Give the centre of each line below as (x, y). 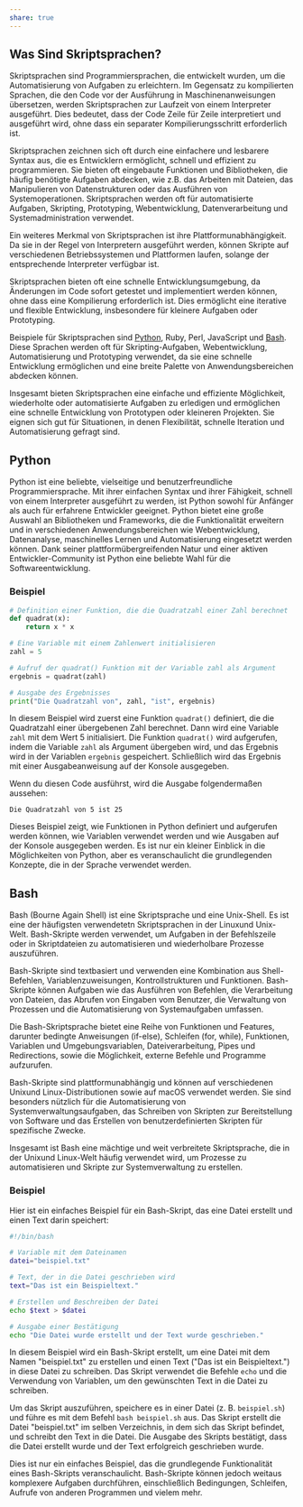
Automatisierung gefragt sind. (64, 432)
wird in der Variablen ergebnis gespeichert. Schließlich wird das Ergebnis (145, 757)
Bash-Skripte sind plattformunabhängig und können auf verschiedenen (141, 1083)
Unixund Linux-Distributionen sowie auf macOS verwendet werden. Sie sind (150, 1092)
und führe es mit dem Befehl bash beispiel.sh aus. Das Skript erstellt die (145, 1418)
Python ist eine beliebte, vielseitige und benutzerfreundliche (121, 482)
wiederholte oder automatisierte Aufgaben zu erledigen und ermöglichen (145, 403)
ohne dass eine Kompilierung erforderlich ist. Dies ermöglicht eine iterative (148, 301)
